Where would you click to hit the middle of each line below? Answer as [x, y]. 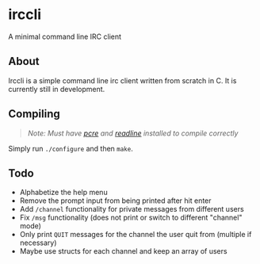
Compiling [34, 114]
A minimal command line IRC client [65, 36]
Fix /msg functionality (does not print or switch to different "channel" [131, 218]
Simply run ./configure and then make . [71, 148]
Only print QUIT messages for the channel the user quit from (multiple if [136, 235]
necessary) [38, 243]
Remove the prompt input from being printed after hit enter [115, 201]
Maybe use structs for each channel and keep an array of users [123, 251]
